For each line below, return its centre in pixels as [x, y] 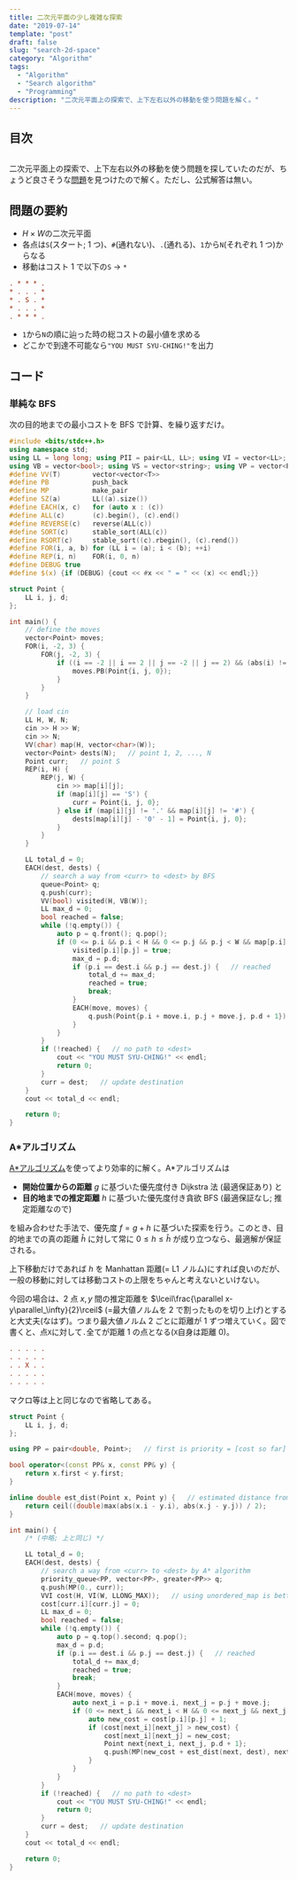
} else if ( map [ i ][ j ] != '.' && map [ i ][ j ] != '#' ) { [156, 811]
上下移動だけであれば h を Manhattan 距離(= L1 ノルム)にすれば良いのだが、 [147, 1269]
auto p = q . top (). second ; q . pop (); [122, 1637]
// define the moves [63, 630]
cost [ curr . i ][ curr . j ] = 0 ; [91, 1604]
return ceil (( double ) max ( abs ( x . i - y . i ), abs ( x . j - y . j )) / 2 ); [146, 1506]
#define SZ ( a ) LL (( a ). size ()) [79, 499]
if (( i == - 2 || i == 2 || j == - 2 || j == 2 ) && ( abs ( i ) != [171, 663]
